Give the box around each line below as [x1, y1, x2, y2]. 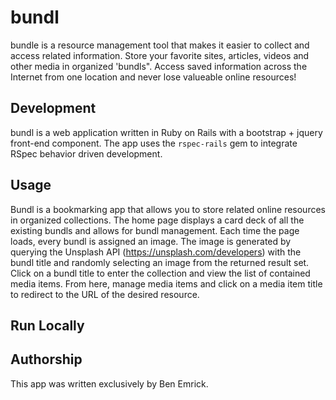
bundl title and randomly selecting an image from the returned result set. [10, 256, 310, 268]
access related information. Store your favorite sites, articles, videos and [10, 49, 310, 61]
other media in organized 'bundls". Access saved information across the [10, 60, 308, 72]
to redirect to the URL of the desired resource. [10, 288, 200, 300]
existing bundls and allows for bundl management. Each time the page [10, 224, 300, 236]
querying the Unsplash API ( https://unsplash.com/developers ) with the [10, 246, 302, 258]
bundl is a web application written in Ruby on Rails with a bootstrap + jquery [10, 126, 323, 138]
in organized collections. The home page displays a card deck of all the [10, 214, 305, 226]
